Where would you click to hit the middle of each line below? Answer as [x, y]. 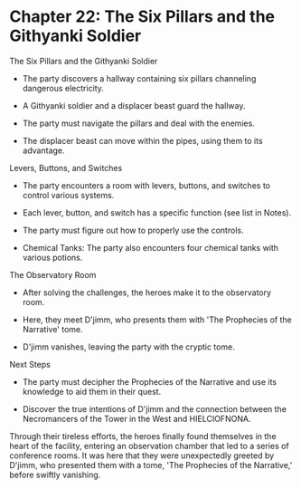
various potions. [52, 257]
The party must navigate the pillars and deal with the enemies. [138, 123]
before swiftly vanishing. [55, 475]
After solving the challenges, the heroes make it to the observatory [147, 292]
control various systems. [68, 195]
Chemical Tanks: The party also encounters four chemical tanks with [150, 247]
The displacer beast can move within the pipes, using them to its [143, 140]
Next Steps [30, 364]
